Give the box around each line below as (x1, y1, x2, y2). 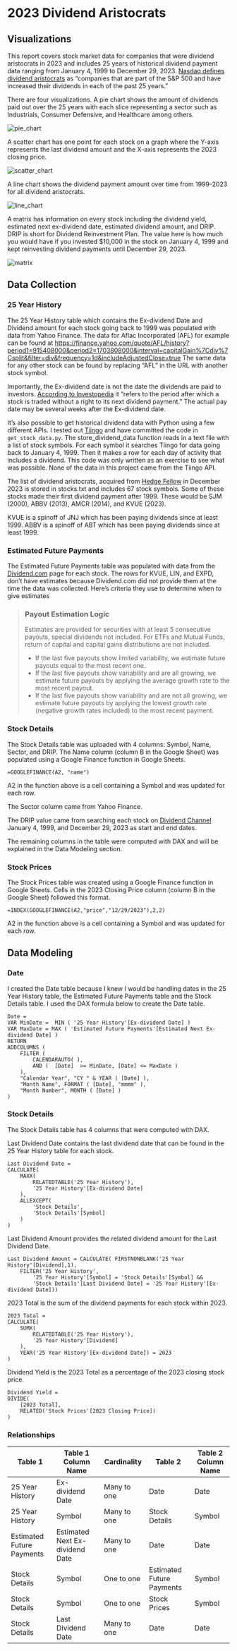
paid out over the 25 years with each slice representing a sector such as (7, 103, 217, 111)
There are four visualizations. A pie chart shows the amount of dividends (7, 95, 219, 104)
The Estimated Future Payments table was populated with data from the (7, 561, 216, 570)
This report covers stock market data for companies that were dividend (7, 51, 214, 60)
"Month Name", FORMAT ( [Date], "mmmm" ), (20, 1080, 147, 1088)
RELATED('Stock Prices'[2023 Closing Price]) (20, 1407, 157, 1415)
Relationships (7, 1430, 56, 1439)
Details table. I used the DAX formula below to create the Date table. (7, 999, 205, 1008)
